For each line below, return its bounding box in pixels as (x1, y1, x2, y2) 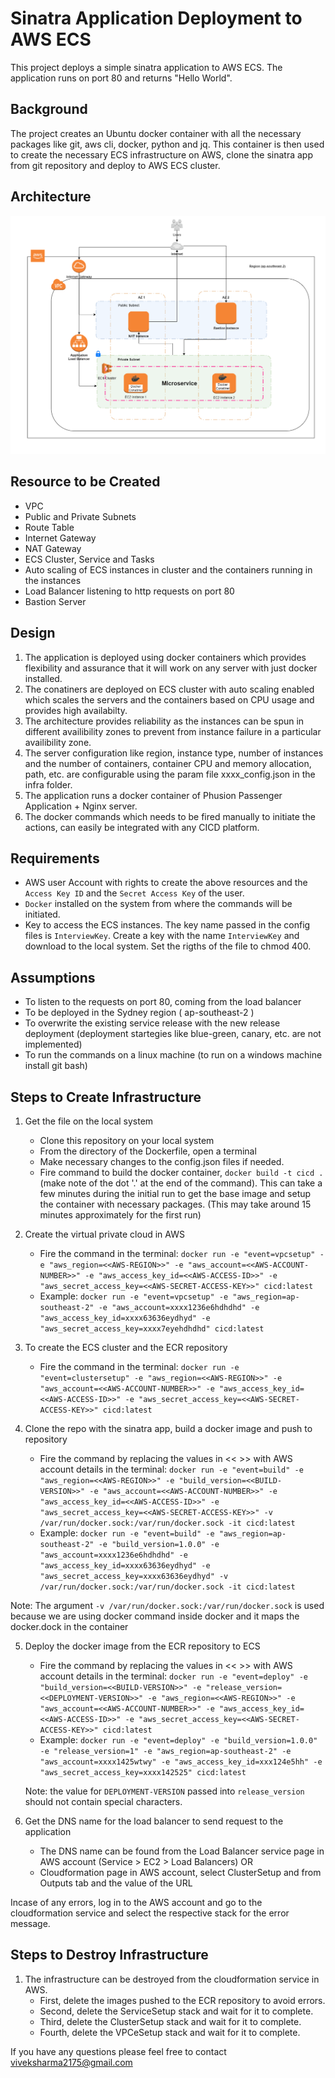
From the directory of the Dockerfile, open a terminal (39, 1145, 257, 1157)
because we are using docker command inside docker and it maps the (10, 1610, 300, 1622)
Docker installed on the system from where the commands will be (24, 898, 293, 910)
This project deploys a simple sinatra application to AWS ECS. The (10, 61, 283, 73)
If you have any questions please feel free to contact (10, 2045, 227, 2057)
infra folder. (24, 778, 73, 791)
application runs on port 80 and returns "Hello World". (10, 72, 233, 84)
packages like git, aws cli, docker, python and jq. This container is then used (10, 138, 325, 150)
